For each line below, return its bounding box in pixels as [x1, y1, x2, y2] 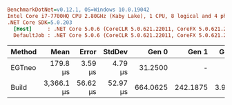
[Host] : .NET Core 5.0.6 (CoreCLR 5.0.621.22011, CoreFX [13, 25, 196, 32]
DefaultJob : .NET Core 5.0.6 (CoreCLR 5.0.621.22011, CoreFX [13, 32, 196, 38]
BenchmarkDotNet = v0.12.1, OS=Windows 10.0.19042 [7, 6, 150, 13]
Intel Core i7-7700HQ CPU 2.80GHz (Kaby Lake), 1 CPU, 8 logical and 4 [7, 12, 217, 19]
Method [10, 47, 37, 57]
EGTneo [10, 63, 37, 73]
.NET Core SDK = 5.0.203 [7, 19, 72, 26]
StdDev [103, 47, 128, 57]
